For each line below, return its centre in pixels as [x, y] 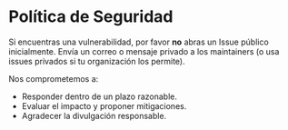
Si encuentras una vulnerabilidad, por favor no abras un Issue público [139, 42]
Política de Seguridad [91, 17]
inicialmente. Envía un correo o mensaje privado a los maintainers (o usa [144, 51]
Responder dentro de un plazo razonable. [99, 96]
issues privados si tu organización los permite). [97, 61]
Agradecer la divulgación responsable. [94, 115]
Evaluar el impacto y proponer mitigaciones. [104, 105]
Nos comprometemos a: [54, 78]
